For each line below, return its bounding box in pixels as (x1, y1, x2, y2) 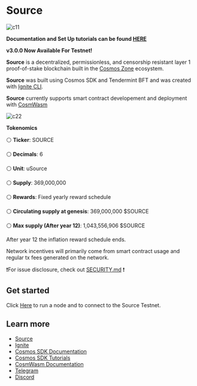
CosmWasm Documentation (14, 360, 84, 367)
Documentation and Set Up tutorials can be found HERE (6, 35, 147, 42)
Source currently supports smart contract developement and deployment (6, 94, 187, 102)
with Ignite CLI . (6, 82, 44, 90)
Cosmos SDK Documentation (14, 348, 87, 355)
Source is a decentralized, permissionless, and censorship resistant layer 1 (6, 58, 190, 66)
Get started (6, 286, 50, 296)
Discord (14, 373, 35, 381)
